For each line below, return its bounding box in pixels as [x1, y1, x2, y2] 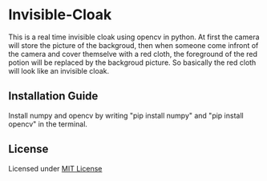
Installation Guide [8, 90, 99, 103]
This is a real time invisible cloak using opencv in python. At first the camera [8, 32, 260, 42]
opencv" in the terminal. [8, 119, 88, 129]
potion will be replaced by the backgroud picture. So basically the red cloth [8, 58, 257, 67]
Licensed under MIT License [8, 163, 103, 173]
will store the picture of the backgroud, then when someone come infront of [8, 40, 259, 50]
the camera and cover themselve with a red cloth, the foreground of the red [8, 49, 258, 58]
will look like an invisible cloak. [8, 66, 110, 75]
